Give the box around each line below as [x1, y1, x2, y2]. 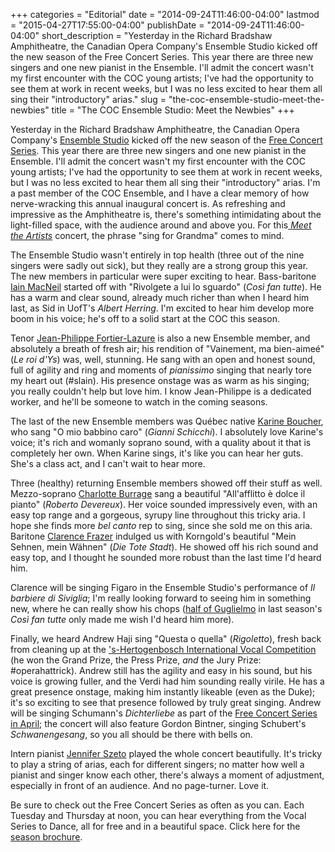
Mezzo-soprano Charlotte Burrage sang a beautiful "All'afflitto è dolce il [10, 488, 306, 499]
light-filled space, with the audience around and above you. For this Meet [10, 219, 312, 231]
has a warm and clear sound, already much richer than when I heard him [10, 292, 310, 303]
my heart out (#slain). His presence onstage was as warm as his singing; [10, 375, 310, 386]
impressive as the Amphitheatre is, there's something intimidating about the [10, 209, 322, 220]
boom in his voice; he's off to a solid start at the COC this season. [10, 313, 280, 324]
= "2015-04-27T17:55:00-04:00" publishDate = [10, 19, 205, 31]
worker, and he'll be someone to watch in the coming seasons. [10, 396, 268, 408]
